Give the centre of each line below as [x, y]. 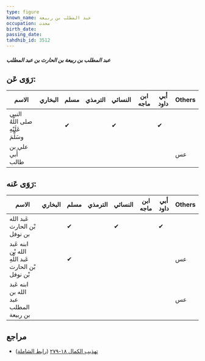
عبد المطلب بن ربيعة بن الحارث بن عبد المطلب [59, 60]
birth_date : [21, 29]
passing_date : [24, 35]
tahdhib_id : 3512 [28, 40]
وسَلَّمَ [17, 137]
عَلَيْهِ [15, 129]
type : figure [23, 12]
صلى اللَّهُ [21, 121]
